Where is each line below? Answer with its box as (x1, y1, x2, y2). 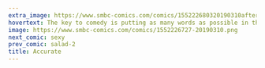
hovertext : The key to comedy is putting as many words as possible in (8, 19, 248, 27)
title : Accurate (8, 48, 62, 55)
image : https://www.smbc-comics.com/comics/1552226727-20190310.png (8, 26, 238, 34)
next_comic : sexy (8, 33, 65, 41)
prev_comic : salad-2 (8, 41, 77, 48)
